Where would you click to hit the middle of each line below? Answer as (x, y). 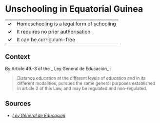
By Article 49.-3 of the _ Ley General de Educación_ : (58, 69)
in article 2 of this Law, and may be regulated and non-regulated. (82, 88)
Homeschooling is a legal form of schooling (66, 24)
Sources (18, 104)
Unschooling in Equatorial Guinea (74, 9)
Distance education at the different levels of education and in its (81, 78)
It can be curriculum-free (46, 39)
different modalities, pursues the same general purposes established (86, 83)
